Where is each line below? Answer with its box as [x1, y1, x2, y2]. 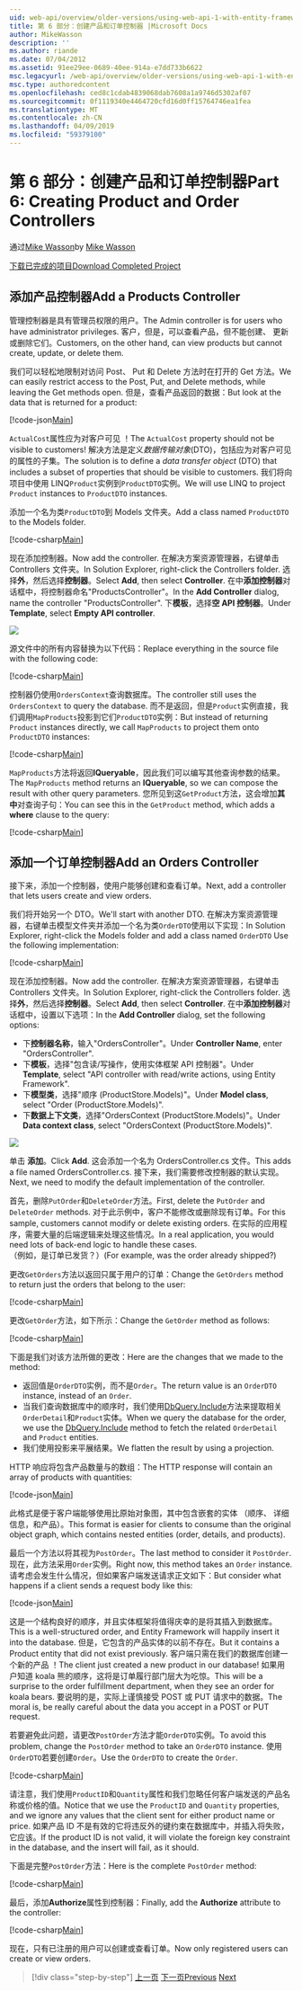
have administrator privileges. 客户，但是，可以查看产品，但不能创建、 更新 [9, 325, 289, 337]
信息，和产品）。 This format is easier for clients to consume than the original [9, 1519, 291, 1530]
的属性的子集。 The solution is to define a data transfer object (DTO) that [9, 455, 277, 466]
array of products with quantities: [9, 1471, 133, 1483]
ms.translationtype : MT [9, 105, 99, 114]
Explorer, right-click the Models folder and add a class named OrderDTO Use [9, 930, 289, 941]
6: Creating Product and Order [9, 191, 240, 212]
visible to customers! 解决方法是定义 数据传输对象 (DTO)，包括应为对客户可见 [9, 444, 292, 455]
